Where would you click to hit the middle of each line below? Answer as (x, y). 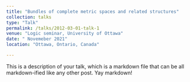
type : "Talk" (22, 22)
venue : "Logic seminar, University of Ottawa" (65, 34)
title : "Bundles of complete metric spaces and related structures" (93, 12)
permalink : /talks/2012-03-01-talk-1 (53, 28)
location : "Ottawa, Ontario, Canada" (53, 45)
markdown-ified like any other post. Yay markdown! (69, 73)
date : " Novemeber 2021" (37, 39)
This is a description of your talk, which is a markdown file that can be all (95, 66)
